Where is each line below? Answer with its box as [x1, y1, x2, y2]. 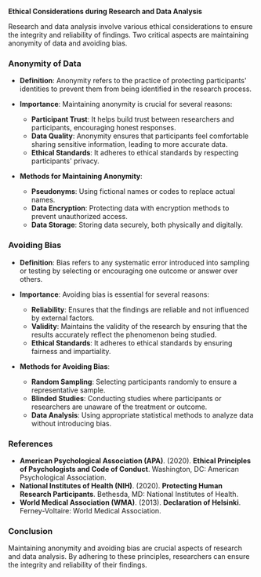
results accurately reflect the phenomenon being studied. [31, 330, 217, 339]
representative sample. [31, 385, 106, 395]
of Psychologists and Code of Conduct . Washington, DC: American [19, 464, 239, 473]
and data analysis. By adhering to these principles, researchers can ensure [8, 552, 250, 561]
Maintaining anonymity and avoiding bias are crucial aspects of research [8, 543, 243, 553]
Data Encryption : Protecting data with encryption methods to [31, 203, 230, 213]
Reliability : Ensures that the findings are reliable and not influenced [31, 305, 249, 314]
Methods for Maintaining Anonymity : [19, 172, 143, 181]
